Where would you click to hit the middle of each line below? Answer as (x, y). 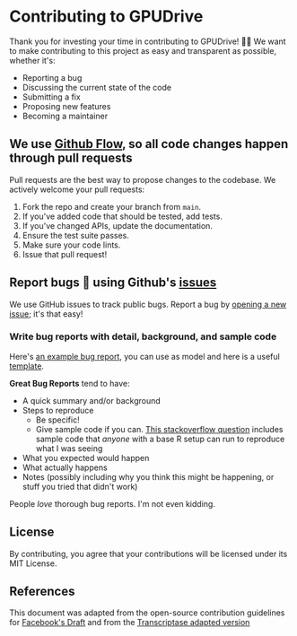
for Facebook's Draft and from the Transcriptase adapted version (130, 623)
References (42, 592)
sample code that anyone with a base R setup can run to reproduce (160, 439)
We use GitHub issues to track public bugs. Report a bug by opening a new (148, 304)
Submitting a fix (51, 97)
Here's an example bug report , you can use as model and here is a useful (144, 356)
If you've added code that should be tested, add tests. (122, 216)
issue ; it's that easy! (46, 314)
